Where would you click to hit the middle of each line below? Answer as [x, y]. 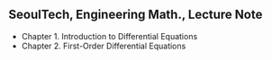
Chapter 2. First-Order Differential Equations [104, 46]
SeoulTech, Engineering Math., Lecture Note [136, 15]
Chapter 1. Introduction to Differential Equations [109, 36]
